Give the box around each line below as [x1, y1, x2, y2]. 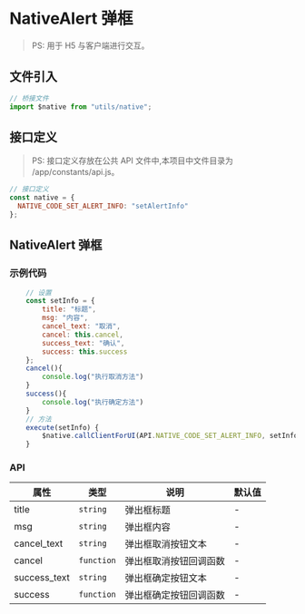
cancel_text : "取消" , [42, 322, 121, 331]
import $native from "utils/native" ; [9, 102, 152, 112]
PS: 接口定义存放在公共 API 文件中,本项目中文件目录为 [31, 155, 233, 166]
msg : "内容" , [42, 314, 89, 323]
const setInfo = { [25, 297, 95, 306]
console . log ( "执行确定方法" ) [42, 397, 144, 406]
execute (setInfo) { [25, 423, 100, 432]
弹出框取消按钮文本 [124, 538, 207, 551]
